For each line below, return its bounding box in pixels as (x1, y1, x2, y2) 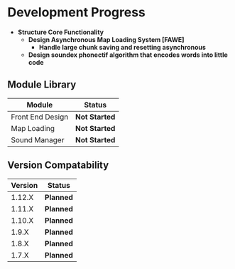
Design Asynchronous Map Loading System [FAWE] (28, 35, 185, 43)
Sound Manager (11, 134, 65, 144)
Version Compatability (7, 159, 109, 172)
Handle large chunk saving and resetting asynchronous (38, 43, 206, 51)
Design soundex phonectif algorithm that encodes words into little (28, 51, 229, 59)
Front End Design (11, 112, 69, 122)
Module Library (7, 79, 77, 91)
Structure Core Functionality (17, 28, 104, 36)
